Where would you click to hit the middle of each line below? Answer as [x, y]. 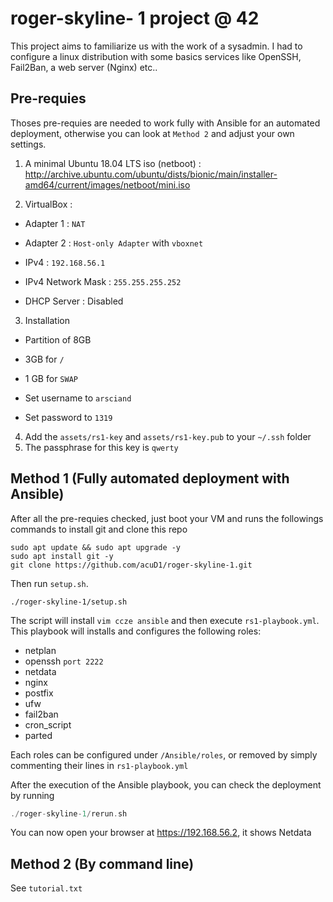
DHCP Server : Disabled [74, 301]
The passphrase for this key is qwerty [101, 447]
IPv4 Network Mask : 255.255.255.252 [103, 281]
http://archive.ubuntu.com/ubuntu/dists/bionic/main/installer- [151, 174]
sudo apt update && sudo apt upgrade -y [96, 547]
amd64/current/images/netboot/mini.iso [107, 184]
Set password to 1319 [68, 417]
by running [32, 795]
